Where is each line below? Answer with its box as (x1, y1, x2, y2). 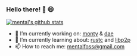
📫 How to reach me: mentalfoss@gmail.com (14, 43, 125, 50)
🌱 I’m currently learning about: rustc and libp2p (14, 37, 131, 44)
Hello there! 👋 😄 (6, 5, 54, 14)
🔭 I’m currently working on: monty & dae (14, 30, 114, 37)
